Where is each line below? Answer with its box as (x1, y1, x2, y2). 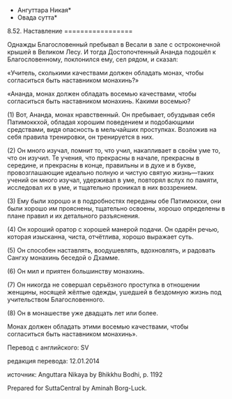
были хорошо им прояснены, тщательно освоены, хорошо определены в (7, 204, 225, 212)
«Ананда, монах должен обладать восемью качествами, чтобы (7, 90, 197, 98)
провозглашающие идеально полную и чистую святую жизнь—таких (7, 169, 215, 176)
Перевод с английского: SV (7, 343, 89, 352)
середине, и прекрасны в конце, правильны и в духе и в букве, (7, 161, 196, 170)
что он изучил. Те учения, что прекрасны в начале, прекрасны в (7, 153, 200, 162)
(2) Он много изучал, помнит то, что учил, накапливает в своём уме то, (7, 146, 221, 154)
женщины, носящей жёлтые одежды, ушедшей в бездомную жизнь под (7, 288, 222, 296)
